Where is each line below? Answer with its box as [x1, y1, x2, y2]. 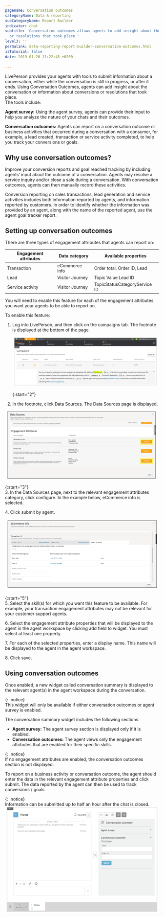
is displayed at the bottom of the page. [12, 327, 90, 333]
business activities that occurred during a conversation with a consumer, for [5, 129, 158, 135]
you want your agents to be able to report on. [5, 302, 96, 308]
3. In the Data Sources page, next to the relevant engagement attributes [5, 489, 149, 495]
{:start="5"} [5, 595, 29, 601]
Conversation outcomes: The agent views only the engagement [12, 736, 143, 742]
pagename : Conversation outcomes [5, 8, 73, 13]
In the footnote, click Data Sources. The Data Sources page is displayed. [12, 401, 158, 407]
